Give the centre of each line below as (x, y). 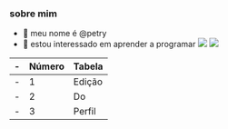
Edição (88, 82)
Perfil (85, 112)
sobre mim (33, 14)
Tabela (88, 66)
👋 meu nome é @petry (64, 34)
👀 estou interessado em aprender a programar (109, 45)
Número (47, 66)
